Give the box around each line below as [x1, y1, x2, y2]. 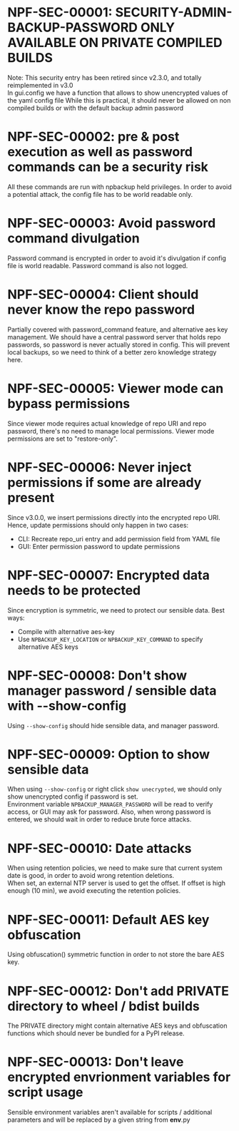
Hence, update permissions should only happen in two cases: [7, 521, 189, 529]
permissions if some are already [7, 474, 202, 491]
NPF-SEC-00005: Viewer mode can [7, 380, 224, 396]
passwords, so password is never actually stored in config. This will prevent [7, 340, 230, 349]
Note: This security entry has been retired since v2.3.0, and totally [7, 73, 202, 82]
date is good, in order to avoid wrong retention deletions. [7, 871, 175, 880]
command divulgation [7, 230, 141, 247]
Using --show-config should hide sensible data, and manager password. [7, 721, 220, 730]
